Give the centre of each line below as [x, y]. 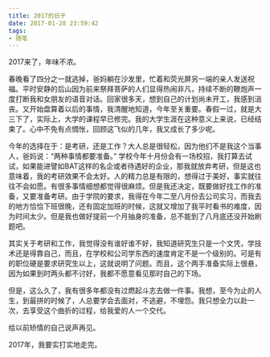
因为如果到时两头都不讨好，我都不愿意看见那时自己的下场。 [107, 274]
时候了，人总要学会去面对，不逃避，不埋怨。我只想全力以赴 [149, 301]
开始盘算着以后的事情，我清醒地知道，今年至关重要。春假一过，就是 [142, 109]
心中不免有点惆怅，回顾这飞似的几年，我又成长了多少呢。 [124, 129]
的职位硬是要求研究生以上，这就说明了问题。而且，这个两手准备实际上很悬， [135, 264]
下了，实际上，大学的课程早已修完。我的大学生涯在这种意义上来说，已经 [135, 119]
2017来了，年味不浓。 [44, 62]
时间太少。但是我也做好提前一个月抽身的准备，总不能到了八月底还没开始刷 [138, 217]
